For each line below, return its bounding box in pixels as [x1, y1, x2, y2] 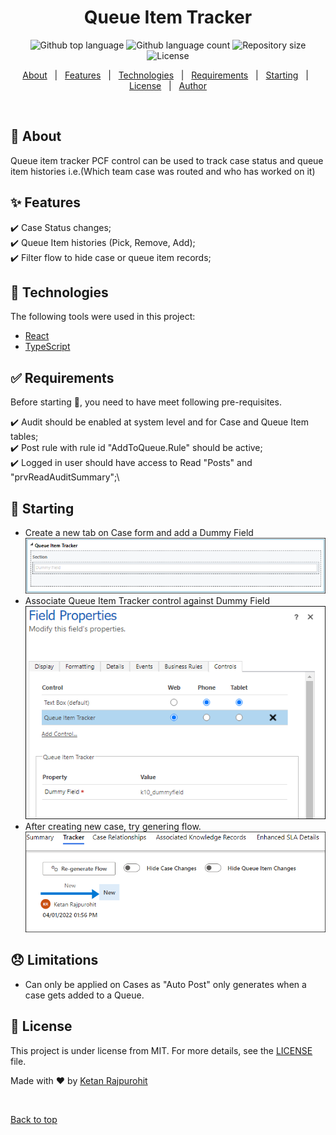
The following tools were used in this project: [10, 311, 196, 323]
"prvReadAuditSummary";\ [10, 471, 120, 483]
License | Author [128, 79, 208, 91]
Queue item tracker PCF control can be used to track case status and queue [10, 154, 324, 166]
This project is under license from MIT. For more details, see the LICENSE [10, 1044, 313, 1056]
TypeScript [24, 341, 71, 353]
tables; [10, 431, 39, 443]
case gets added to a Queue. [24, 989, 145, 1001]
